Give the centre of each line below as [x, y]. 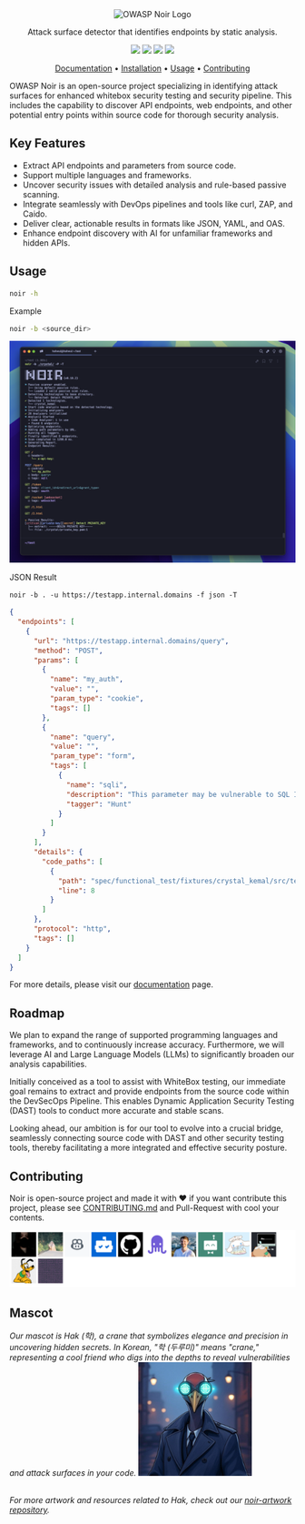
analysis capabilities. [49, 1065]
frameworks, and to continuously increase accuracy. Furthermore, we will [147, 1045]
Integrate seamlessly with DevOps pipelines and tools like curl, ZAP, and [157, 204]
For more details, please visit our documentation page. [111, 984]
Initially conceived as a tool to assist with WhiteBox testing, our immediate [148, 1082]
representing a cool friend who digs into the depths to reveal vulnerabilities [150, 1357]
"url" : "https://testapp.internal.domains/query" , [131, 641]
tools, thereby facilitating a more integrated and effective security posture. [148, 1148]
